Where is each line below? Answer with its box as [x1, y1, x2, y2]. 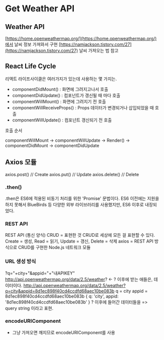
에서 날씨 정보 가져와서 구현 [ [5, 41, 61, 47]
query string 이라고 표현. [5, 305, 54, 311]
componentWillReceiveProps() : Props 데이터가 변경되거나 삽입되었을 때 [12, 104, 154, 111]
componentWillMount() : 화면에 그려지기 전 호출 [12, 98, 106, 104]
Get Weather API [5, 3, 75, 14]
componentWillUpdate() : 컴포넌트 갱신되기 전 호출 [12, 117, 112, 123]
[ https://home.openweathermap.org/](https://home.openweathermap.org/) [5, 35, 157, 41]
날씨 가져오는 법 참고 [79, 48, 119, 53]
